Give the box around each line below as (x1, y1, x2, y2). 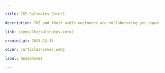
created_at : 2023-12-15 (5, 38, 54, 43)
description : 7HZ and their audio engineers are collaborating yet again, (5, 20, 162, 25)
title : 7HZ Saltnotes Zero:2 (5, 11, 65, 16)
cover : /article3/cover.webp (5, 47, 65, 52)
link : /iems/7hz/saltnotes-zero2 (5, 29, 74, 35)
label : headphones (5, 56, 43, 61)
